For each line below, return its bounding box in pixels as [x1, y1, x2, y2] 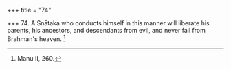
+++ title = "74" [7, 6, 52, 14]
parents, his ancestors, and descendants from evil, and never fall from [7, 27, 206, 34]
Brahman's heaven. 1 [7, 33, 66, 43]
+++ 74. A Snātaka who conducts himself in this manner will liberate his [7, 19, 210, 27]
